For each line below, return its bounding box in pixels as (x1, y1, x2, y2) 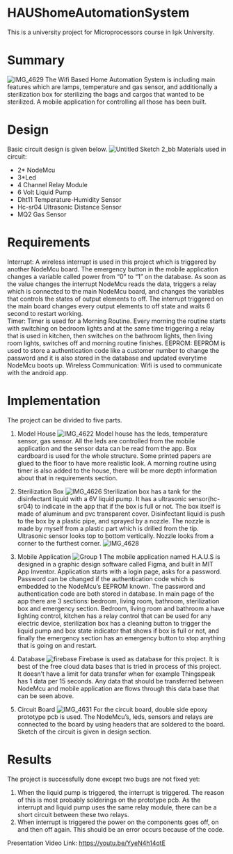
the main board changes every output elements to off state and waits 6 (7, 301, 211, 310)
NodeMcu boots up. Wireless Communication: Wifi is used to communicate (7, 361, 223, 370)
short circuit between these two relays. (17, 810, 130, 819)
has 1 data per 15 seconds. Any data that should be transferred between (17, 677, 224, 685)
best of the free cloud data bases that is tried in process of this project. (17, 662, 222, 670)
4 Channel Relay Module (17, 180, 88, 189)
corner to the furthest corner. (17, 539, 102, 547)
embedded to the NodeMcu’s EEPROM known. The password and (17, 582, 206, 590)
